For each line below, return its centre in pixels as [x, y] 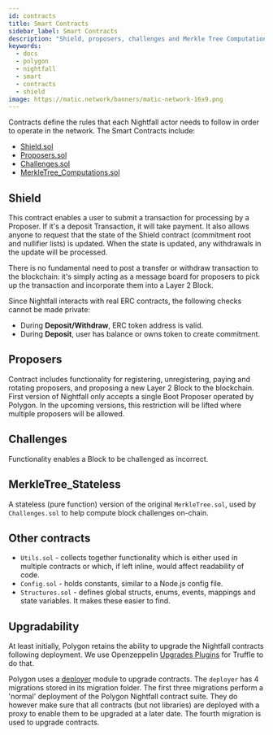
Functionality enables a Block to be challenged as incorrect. [108, 459]
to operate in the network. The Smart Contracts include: [102, 131]
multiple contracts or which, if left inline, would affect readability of [132, 567]
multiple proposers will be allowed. [67, 413]
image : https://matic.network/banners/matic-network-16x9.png [116, 99]
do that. [22, 663]
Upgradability [44, 626]
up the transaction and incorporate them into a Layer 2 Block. [111, 285]
